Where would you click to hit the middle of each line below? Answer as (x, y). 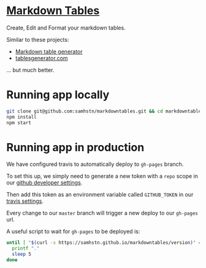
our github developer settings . (44, 183)
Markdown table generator (49, 51)
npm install (21, 117)
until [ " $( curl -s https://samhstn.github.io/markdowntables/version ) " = (104, 243)
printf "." (26, 249)
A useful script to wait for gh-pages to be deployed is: (73, 232)
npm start (19, 123)
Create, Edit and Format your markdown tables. (66, 28)
